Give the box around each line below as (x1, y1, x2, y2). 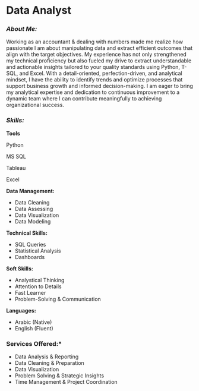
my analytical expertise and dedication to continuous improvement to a (6, 89, 180, 96)
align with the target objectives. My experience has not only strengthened (6, 51, 187, 58)
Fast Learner (14, 289, 46, 296)
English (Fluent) (14, 324, 53, 332)
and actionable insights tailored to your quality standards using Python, (6, 64, 180, 71)
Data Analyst (6, 4, 72, 17)
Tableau (6, 164, 26, 171)
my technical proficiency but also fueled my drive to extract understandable (6, 57, 192, 64)
